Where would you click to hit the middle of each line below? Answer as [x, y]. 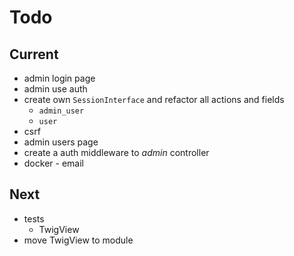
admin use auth [55, 89]
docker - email [53, 163]
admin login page [59, 78]
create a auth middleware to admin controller [116, 152]
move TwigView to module [78, 240]
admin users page [61, 142]
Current [34, 54]
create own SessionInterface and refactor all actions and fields [154, 99]
